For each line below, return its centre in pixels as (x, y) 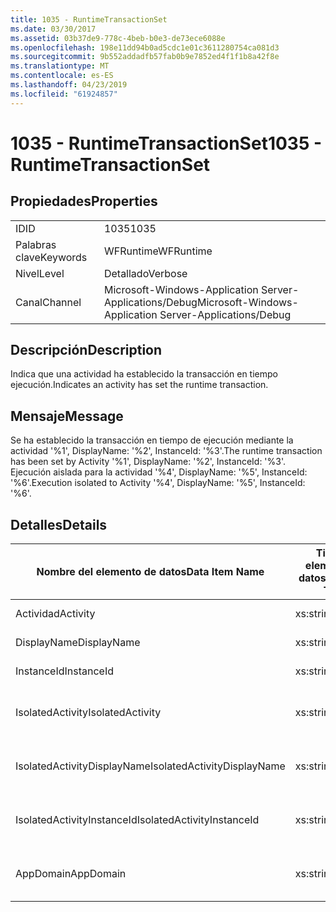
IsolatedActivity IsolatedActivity (88, 713)
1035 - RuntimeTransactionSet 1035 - (166, 143)
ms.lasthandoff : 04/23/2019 (69, 85)
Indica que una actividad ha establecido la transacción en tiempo (144, 374)
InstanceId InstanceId (65, 671)
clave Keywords (51, 257)
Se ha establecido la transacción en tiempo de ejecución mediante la (152, 440)
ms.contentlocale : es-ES (62, 76)
